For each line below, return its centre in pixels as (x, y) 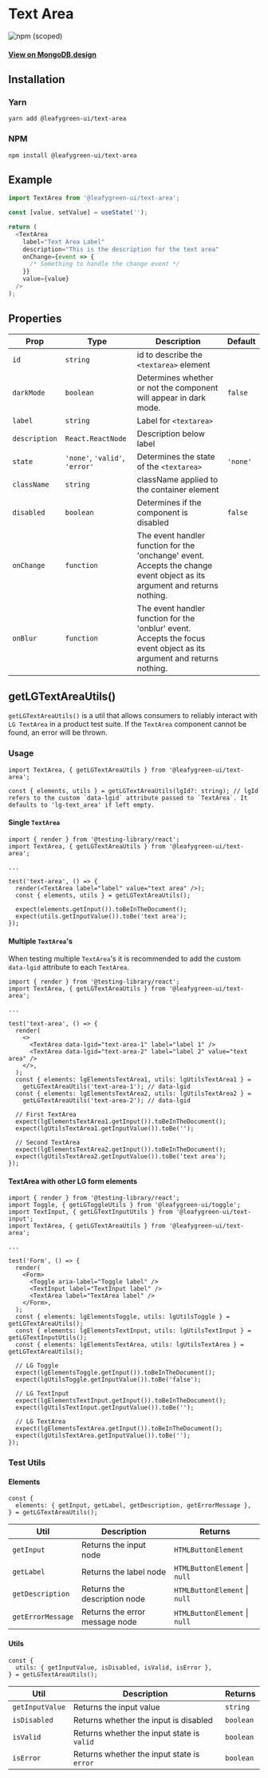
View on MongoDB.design (53, 54)
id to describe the (170, 355)
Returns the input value (116, 1707)
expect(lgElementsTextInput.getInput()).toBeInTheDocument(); (121, 1401)
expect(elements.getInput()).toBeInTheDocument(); (101, 909)
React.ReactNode (96, 439)
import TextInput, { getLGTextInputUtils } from (91, 1212)
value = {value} (46, 279)
